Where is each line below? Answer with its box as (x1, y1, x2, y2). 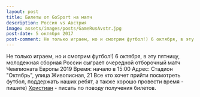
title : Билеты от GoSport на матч (6, 14, 93, 20)
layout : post (6, 8, 39, 15)
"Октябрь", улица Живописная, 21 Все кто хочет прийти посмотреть (6, 72, 181, 79)
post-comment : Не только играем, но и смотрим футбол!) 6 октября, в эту (6, 36, 195, 42)
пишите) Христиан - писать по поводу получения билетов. (6, 85, 157, 91)
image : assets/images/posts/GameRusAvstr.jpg (6, 25, 122, 32)
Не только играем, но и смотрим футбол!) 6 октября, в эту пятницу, (6, 53, 180, 60)
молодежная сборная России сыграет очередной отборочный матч (6, 59, 181, 66)
